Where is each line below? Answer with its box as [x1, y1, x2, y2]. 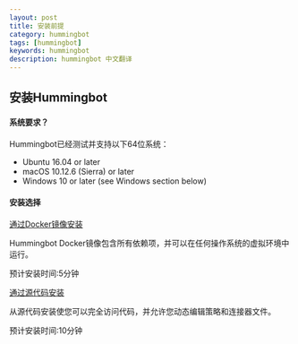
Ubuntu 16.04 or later [21, 156, 101, 167]
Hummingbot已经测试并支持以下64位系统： [9, 138, 169, 149]
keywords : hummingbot [9, 47, 90, 56]
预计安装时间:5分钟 [9, 268, 80, 279]
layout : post [9, 13, 58, 22]
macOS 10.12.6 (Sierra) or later [21, 166, 135, 176]
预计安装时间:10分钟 [9, 324, 83, 336]
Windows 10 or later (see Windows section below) [21, 176, 208, 186]
